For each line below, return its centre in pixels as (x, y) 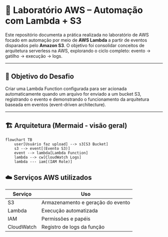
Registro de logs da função (73, 227)
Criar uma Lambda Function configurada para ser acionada (66, 88)
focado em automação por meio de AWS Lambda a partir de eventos (76, 40)
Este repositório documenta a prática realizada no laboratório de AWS (77, 35)
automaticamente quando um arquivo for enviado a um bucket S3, (73, 94)
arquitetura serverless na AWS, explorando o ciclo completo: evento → (78, 51)
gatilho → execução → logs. (34, 56)
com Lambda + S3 (43, 21)
